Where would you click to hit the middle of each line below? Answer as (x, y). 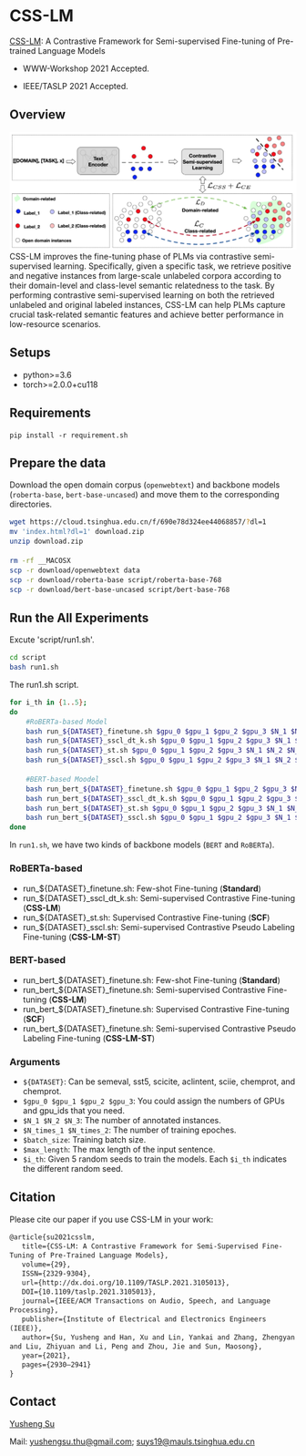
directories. (31, 504)
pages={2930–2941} (56, 1364)
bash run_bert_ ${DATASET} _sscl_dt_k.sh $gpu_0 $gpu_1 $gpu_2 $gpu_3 (158, 798)
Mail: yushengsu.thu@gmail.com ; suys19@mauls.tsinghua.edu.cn (132, 1441)
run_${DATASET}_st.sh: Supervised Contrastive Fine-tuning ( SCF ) (146, 918)
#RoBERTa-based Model (66, 722)
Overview (38, 115)
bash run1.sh (34, 667)
